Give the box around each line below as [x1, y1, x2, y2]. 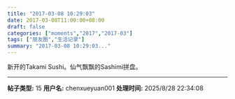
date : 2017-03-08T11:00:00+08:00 [7, 17, 105, 24]
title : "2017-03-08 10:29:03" [7, 10, 96, 17]
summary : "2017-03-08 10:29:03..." [7, 43, 111, 49]
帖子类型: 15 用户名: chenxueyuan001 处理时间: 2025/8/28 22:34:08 [7, 84, 204, 92]
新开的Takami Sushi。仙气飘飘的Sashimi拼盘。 [7, 63, 142, 70]
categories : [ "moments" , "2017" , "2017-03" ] [7, 29, 133, 37]
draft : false [7, 23, 45, 30]
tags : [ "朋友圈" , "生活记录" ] [7, 36, 85, 43]
